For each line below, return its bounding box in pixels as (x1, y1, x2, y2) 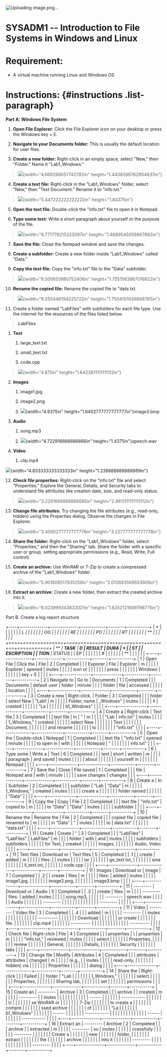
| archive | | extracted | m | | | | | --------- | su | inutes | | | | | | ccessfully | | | (5, 1026, 161, 1032)
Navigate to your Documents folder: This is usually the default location (12, 141, 160, 147)
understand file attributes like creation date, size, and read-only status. (12, 488, 159, 494)
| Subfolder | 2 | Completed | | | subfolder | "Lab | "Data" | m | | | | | (5, 783, 142, 789)
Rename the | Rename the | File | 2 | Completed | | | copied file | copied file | (5, 815, 162, 821)
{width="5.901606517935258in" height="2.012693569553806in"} (22, 580, 158, 586)
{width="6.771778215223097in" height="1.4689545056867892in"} (22, 232, 161, 237)
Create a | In (136, 777, 162, 784)
